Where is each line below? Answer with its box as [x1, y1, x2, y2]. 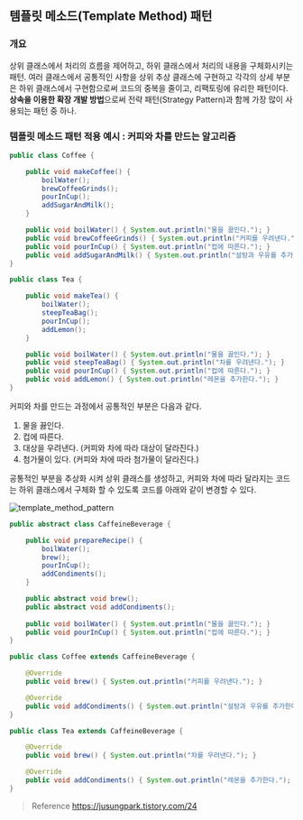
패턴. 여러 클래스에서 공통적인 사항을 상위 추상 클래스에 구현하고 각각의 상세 [9, 71, 274, 82]
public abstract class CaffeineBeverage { [9, 520, 171, 529]
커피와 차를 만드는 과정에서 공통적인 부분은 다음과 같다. [9, 401, 202, 411]
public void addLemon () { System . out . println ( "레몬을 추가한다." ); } [25, 375, 280, 384]
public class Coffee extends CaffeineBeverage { [9, 652, 196, 661]
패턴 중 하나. [32, 105, 77, 115]
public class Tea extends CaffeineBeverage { [9, 726, 183, 735]
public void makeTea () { [25, 291, 119, 300]
